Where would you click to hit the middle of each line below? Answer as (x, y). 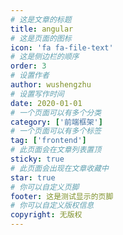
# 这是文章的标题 (41, 19)
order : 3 (28, 66)
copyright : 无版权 (46, 215)
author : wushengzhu (51, 85)
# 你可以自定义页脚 (45, 187)
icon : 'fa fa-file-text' (62, 47)
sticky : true (37, 159)
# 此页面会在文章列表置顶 (56, 150)
